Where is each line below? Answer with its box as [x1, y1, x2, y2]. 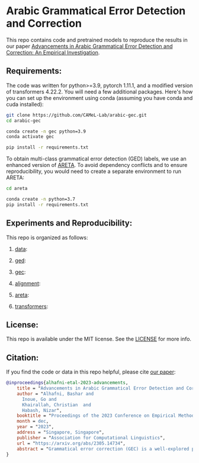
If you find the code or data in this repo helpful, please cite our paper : [6, 368, 176, 375]
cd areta [6, 185, 28, 192]
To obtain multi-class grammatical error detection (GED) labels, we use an [6, 155, 187, 162]
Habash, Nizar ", [21, 407, 62, 413]
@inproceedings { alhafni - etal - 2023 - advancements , [6, 380, 129, 386]
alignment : [14, 279, 41, 287]
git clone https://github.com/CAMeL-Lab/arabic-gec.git [6, 112, 147, 118]
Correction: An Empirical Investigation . [6, 49, 100, 56]
